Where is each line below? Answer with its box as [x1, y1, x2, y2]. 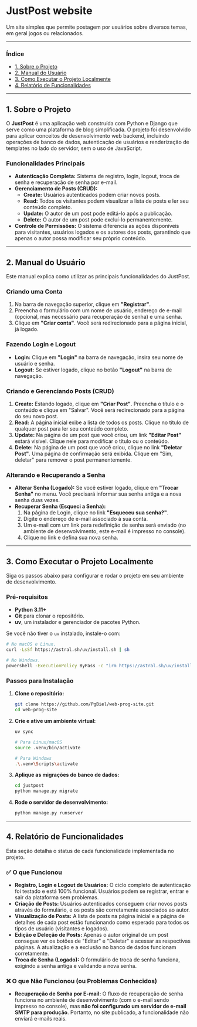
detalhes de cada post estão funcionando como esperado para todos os [14, 919, 189, 926]
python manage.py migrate [14, 788, 78, 794]
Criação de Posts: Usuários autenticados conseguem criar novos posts [14, 900, 188, 907]
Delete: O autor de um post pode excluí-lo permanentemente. [23, 216, 173, 223]
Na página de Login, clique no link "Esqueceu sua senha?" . [23, 509, 169, 516]
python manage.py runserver [14, 810, 83, 816]
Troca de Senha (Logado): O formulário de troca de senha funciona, [14, 956, 181, 963]
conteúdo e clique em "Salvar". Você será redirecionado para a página [14, 407, 185, 414]
